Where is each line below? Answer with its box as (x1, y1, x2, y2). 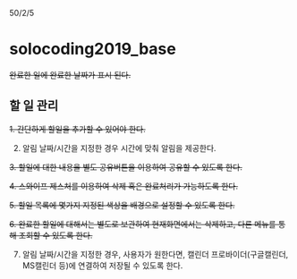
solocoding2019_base (9, 39, 176, 59)
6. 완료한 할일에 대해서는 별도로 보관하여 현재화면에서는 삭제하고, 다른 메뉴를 (9, 218, 276, 229)
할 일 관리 (9, 98, 59, 114)
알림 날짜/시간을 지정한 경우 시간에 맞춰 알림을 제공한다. (21, 142, 216, 153)
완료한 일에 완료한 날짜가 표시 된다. (9, 69, 132, 80)
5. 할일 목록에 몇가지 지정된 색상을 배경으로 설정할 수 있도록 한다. (9, 199, 235, 210)
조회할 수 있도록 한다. (18, 230, 93, 241)
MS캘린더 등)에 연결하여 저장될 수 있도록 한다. (21, 259, 183, 271)
